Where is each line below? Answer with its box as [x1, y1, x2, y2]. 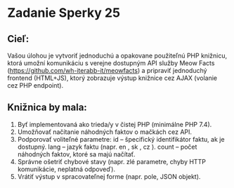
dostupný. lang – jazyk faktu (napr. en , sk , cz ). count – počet [17, 142, 197, 151]
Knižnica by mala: [7, 102, 88, 114]
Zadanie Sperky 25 [7, 5, 121, 21]
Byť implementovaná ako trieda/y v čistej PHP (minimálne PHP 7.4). [17, 120, 212, 128]
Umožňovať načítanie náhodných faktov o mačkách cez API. [17, 128, 192, 136]
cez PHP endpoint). [7, 81, 64, 89]
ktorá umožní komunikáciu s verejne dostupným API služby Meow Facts [7, 59, 215, 67]
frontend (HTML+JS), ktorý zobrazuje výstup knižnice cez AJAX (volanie [7, 74, 218, 82]
